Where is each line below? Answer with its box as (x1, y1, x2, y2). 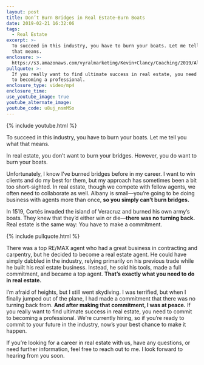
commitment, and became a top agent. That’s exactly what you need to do (6, 270, 195, 277)
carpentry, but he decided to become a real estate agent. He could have (6, 251, 187, 258)
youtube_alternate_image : (6, 99, 72, 105)
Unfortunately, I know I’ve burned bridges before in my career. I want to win (6, 170, 195, 177)
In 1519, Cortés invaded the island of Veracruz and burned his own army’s (6, 207, 190, 215)
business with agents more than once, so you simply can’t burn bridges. (6, 196, 190, 203)
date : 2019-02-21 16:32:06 (6, 20, 75, 26)
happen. (6, 327, 27, 335)
